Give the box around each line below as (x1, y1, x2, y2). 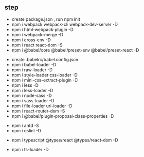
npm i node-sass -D (11, 93, 52, 98)
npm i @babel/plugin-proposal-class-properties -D (11, 113, 114, 119)
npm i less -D (11, 82, 38, 88)
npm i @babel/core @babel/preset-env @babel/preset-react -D (11, 47, 139, 53)
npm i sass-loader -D (11, 97, 54, 103)
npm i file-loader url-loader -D (11, 103, 72, 109)
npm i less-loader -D (11, 87, 54, 93)
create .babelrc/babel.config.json (11, 56, 79, 62)
